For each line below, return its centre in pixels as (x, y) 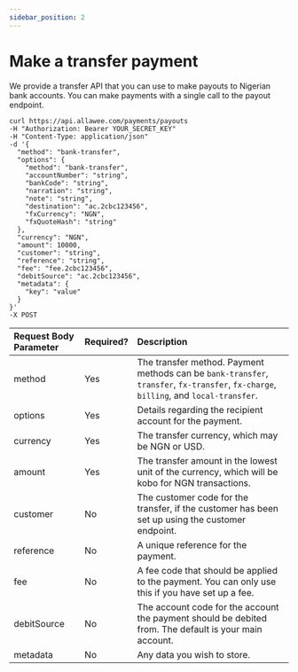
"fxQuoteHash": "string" (71, 222)
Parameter (36, 347)
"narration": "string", (69, 191)
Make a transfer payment (104, 61)
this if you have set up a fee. (196, 592)
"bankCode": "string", (67, 183)
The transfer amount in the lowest (207, 460)
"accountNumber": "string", (77, 175)
